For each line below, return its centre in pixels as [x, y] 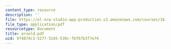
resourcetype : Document [31, 29]
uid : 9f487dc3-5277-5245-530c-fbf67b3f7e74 [52, 39]
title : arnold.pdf [25, 34]
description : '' [22, 15]
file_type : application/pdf [35, 24]
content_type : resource [31, 10]
